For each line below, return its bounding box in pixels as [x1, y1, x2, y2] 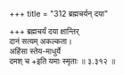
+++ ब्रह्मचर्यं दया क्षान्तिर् [9, 26, 79, 36]
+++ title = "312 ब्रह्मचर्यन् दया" [9, 9, 109, 19]
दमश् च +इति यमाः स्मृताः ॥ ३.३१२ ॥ [9, 56, 116, 66]
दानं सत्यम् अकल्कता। [9, 36, 73, 46]
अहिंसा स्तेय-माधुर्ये [9, 46, 61, 56]
